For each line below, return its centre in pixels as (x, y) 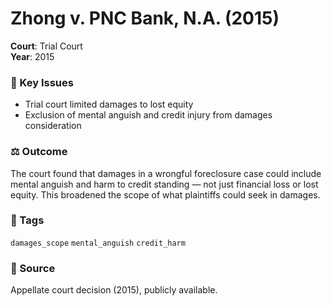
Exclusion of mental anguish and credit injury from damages (148, 115)
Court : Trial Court (46, 46)
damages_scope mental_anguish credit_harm (98, 243)
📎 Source (33, 268)
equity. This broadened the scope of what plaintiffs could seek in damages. (165, 194)
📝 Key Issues (42, 82)
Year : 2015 (32, 56)
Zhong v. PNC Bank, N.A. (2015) (145, 18)
